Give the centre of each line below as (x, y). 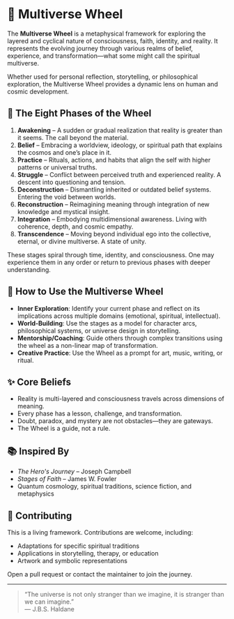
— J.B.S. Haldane (49, 609)
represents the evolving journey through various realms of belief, (100, 48)
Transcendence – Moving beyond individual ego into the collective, (114, 234)
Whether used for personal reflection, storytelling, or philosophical (103, 77)
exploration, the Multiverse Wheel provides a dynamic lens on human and (112, 84)
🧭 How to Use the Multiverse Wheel (85, 292)
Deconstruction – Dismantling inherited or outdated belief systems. (114, 189)
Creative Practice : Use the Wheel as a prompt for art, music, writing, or (120, 353)
